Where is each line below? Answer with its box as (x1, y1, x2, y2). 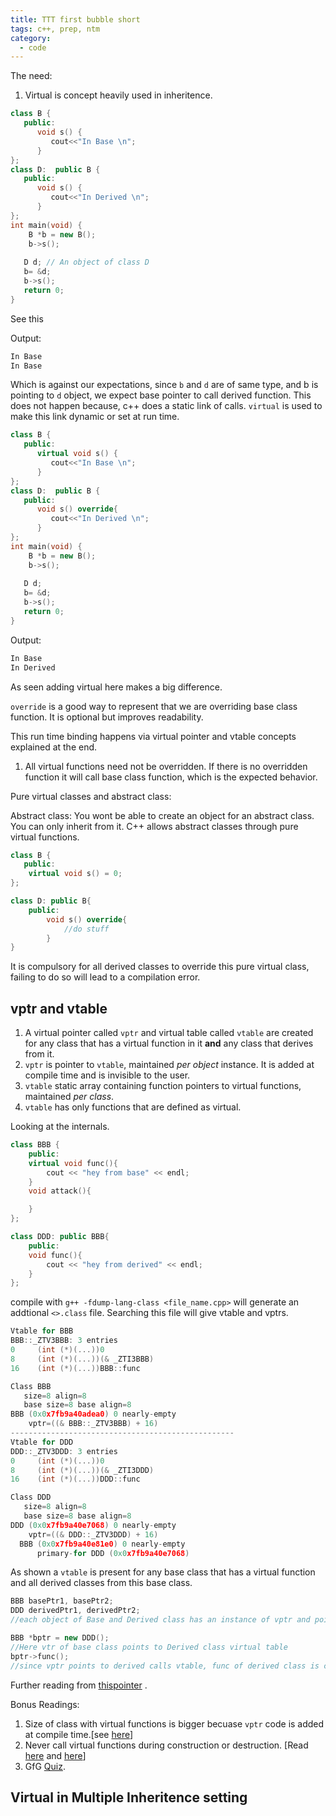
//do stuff (63, 924, 110, 934)
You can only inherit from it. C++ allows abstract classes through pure (10, 820, 299, 832)
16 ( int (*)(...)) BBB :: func (10, 1363, 141, 1373)
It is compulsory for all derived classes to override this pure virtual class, (10, 961, 310, 973)
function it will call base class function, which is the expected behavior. (24, 771, 318, 783)
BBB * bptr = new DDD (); (10, 1633, 110, 1643)
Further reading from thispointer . (10, 1679, 148, 1691)
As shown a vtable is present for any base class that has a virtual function (10, 1566, 316, 1578)
